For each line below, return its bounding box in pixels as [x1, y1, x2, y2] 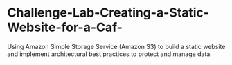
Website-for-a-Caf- [7, 19, 123, 35]
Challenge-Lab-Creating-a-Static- [7, 5, 210, 21]
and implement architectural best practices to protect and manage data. [7, 50, 213, 58]
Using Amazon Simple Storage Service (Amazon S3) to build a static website [7, 42, 226, 50]
